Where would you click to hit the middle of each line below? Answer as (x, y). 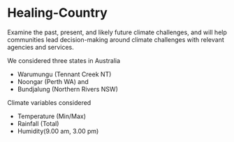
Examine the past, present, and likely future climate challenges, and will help (117, 32)
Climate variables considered (49, 102)
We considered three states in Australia (64, 60)
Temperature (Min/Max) (51, 116)
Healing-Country (58, 13)
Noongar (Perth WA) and (53, 81)
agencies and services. (41, 47)
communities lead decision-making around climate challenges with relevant (116, 39)
